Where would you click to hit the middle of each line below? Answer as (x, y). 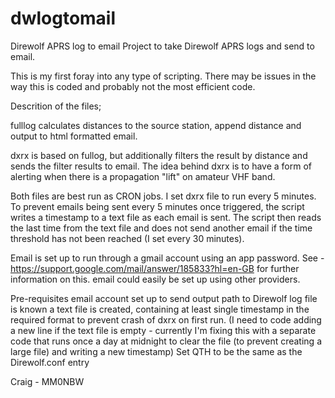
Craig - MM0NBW (47, 381)
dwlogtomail (63, 18)
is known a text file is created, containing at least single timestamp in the (160, 309)
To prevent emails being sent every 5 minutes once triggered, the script (157, 206)
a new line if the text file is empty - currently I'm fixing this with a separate (163, 330)
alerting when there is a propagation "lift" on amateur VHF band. (143, 176)
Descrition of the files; (56, 106)
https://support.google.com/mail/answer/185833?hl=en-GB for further (155, 268)
